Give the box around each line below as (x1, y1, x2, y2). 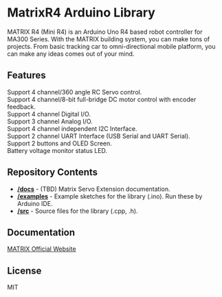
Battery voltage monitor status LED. (7, 146, 108, 154)
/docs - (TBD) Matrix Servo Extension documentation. (16, 185, 170, 193)
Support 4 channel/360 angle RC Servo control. (7, 88, 142, 96)
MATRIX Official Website (7, 245, 77, 253)
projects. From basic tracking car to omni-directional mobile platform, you (7, 42, 216, 50)
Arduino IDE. (16, 199, 53, 207)
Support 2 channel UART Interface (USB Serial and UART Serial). (7, 132, 190, 140)
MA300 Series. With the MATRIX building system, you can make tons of (7, 34, 210, 43)
